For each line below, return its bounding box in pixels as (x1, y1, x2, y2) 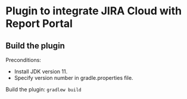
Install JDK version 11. (14, 68, 68, 75)
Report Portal (5, 17, 73, 30)
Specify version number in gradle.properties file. (14, 75, 133, 81)
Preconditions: (5, 57, 41, 63)
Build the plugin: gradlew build (5, 86, 82, 93)
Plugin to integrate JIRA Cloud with (5, 4, 182, 18)
